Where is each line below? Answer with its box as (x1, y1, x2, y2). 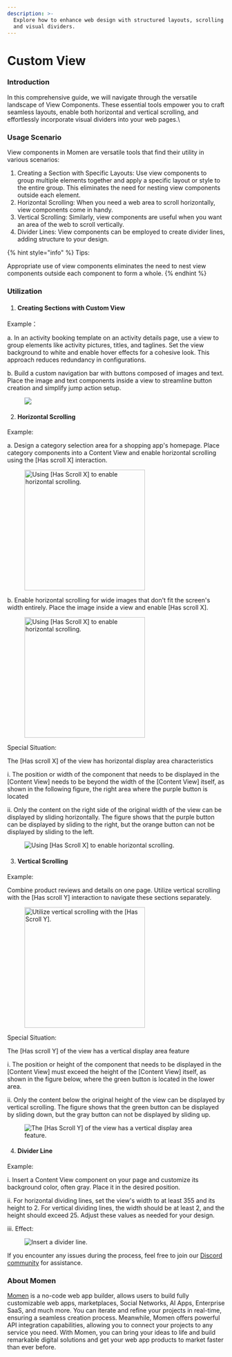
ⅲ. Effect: (7, 1224, 34, 1233)
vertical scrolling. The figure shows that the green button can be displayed (7, 1102, 219, 1111)
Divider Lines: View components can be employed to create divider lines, (17, 228, 226, 236)
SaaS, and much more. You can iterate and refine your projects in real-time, (7, 1307, 222, 1315)
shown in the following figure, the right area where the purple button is (7, 785, 209, 793)
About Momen (7, 1275, 57, 1285)
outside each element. (17, 191, 81, 199)
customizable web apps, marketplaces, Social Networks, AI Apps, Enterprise (7, 1299, 225, 1307)
